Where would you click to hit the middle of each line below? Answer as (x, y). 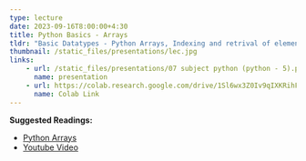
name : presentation (70, 77)
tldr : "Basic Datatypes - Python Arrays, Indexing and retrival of (140, 43)
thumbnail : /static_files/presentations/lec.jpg (103, 52)
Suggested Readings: (51, 120)
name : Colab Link (66, 94)
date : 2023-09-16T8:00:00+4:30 (69, 26)
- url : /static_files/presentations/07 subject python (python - (153, 69)
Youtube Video (51, 147)
